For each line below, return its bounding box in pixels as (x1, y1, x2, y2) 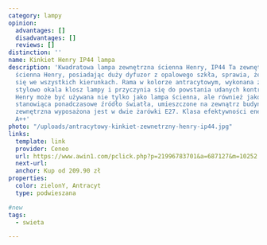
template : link (15, 137, 66, 146)
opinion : (8, 19, 37, 27)
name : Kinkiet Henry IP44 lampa (8, 56, 115, 64)
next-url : (15, 160, 48, 168)
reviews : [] (15, 41, 56, 49)
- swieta (15, 218, 44, 227)
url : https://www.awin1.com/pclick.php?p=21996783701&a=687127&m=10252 (15, 152, 258, 160)
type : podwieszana (15, 189, 77, 197)
